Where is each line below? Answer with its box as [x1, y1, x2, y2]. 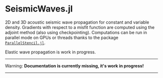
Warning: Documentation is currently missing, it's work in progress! [5, 63, 144, 68]
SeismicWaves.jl [5, 3, 73, 14]
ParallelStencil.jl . [5, 39, 46, 45]
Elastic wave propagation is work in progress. [5, 49, 96, 55]
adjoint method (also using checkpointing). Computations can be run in [5, 29, 147, 35]
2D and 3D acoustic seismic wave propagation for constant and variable [5, 19, 149, 25]
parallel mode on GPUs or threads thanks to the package [5, 35, 119, 40]
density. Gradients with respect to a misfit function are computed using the [5, 24, 155, 30]
